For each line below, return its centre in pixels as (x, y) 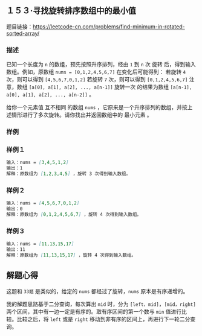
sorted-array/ (23, 33)
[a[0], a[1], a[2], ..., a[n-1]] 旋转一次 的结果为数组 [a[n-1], (110, 87)
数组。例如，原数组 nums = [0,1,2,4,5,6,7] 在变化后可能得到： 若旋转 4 (96, 72)
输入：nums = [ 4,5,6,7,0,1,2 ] (43, 203)
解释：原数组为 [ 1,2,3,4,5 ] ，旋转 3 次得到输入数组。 (69, 174)
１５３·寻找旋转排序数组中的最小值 (71, 11)
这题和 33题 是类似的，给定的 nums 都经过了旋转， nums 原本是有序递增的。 (97, 291)
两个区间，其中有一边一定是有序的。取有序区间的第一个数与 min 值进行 (94, 311)
